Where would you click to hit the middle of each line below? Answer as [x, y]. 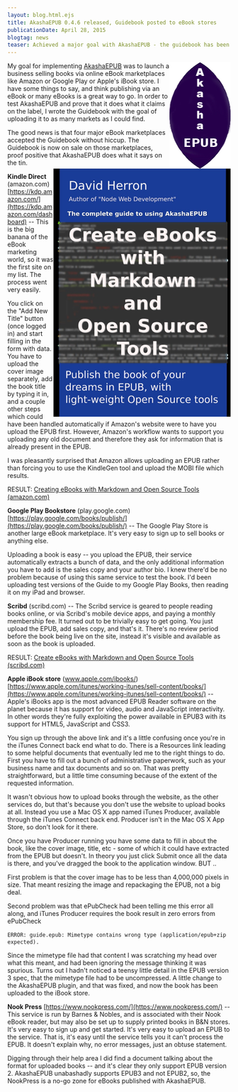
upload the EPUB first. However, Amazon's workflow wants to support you [116, 432]
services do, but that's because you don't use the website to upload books [116, 804]
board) [17, 222]
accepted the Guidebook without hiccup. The [73, 140]
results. [18, 476]
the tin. [18, 163]
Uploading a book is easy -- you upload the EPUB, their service [100, 555]
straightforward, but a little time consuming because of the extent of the [112, 776]
